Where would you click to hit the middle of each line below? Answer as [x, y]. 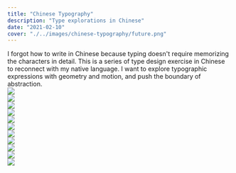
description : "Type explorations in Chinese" [76, 21]
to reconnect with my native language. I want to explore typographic [107, 69]
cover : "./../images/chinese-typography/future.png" [87, 34]
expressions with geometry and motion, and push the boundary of [104, 77]
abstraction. [25, 84]
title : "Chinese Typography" [50, 14]
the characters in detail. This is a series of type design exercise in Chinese [116, 62]
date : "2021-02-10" [36, 27]
